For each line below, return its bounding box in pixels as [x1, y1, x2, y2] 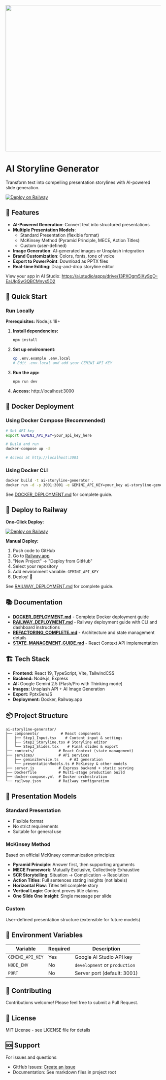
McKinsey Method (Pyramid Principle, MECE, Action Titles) [20, 237, 140, 243]
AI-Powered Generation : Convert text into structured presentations [12, 221, 150, 227]
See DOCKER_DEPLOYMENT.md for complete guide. [5, 491, 113, 497]
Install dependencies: [12, 328, 59, 334]
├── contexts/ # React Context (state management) [5, 749, 134, 754]
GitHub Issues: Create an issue [12, 1064, 76, 1070]
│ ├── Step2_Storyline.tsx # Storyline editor [5, 740, 107, 745]
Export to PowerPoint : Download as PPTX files [12, 258, 108, 264]
